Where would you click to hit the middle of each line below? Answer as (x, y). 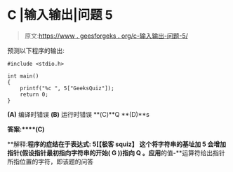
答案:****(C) (26, 129)
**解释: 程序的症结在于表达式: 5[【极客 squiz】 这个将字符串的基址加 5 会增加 (117, 144)
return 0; (34, 94)
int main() (23, 76)
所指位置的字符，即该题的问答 (50, 162)
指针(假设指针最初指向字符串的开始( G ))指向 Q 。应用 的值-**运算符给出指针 (116, 152)
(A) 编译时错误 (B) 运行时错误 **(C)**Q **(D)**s (78, 114)
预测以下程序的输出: (36, 50)
